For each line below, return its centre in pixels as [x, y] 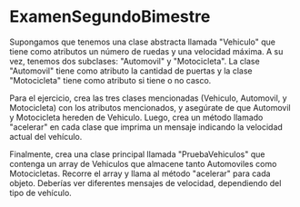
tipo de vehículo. [41, 192]
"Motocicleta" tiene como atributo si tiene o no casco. [110, 80]
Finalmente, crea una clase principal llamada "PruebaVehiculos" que [137, 154]
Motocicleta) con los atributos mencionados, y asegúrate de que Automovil [150, 107]
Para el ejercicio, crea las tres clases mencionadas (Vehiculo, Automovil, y [149, 98]
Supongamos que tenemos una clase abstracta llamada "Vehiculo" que [142, 42]
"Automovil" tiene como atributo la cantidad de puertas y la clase [131, 71]
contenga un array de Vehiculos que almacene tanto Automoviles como [143, 163]
